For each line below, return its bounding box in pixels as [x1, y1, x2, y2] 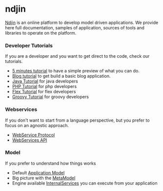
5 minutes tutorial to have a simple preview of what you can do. [12, 68, 140, 74]
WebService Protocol [12, 132, 55, 138]
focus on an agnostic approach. [5, 122, 69, 128]
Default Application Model [12, 170, 65, 175]
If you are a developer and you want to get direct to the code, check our [5, 53, 150, 59]
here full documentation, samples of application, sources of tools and [5, 24, 145, 30]
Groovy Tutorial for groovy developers [12, 94, 89, 100]
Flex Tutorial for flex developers [12, 89, 76, 95]
